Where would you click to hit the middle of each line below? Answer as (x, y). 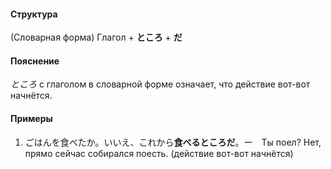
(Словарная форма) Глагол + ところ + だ (96, 37)
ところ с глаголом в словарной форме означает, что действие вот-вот (160, 84)
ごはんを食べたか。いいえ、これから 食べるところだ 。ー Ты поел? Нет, (173, 142)
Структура (34, 14)
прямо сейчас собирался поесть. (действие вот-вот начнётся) (159, 153)
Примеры (31, 118)
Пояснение (35, 61)
